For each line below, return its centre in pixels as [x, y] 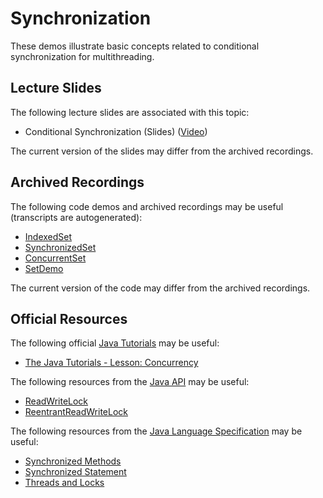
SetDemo [44, 268]
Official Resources [69, 318]
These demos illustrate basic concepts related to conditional [135, 46]
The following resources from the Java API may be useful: [130, 382]
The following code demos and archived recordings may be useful [147, 206]
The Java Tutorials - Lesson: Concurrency [111, 363]
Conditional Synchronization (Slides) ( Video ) [116, 131]
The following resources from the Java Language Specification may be [156, 431]
